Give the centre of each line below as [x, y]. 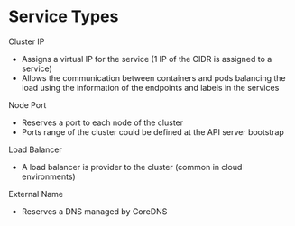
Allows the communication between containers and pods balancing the [153, 77]
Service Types [64, 17]
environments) [48, 176]
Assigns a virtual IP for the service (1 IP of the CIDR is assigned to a [147, 59]
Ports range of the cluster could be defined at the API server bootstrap [153, 131]
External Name [36, 194]
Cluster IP [27, 41]
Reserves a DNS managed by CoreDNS [94, 211]
